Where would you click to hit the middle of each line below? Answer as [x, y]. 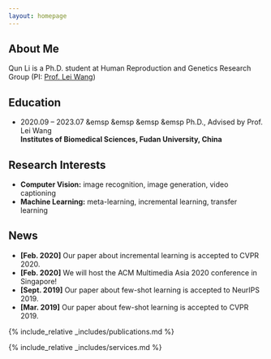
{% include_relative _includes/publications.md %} [91, 331]
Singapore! [39, 281]
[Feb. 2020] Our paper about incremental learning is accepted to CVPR [140, 255]
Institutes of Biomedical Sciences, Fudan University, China [121, 140]
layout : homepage [38, 16]
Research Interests [57, 164]
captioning [38, 193]
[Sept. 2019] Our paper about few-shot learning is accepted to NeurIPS [140, 290]
